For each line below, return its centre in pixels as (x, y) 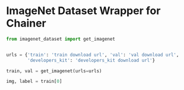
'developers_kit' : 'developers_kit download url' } (91, 60)
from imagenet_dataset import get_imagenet (61, 39)
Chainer (26, 23)
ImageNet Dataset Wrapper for (83, 11)
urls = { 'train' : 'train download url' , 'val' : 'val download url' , (93, 55)
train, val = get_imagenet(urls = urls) (54, 71)
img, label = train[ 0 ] (34, 81)
